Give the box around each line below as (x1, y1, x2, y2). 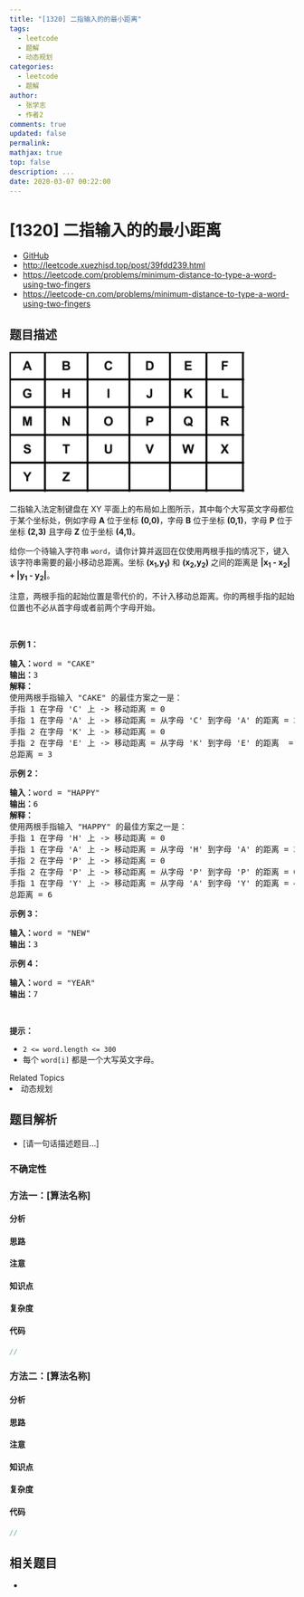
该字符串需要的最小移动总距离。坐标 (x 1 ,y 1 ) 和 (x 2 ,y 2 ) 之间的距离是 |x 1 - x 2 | (9, 557, 291, 570)
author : (9, 91, 39, 100)
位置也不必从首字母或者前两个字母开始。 (9, 602, 160, 613)
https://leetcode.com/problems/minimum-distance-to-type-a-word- (22, 270, 277, 281)
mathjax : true (9, 148, 63, 158)
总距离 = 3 (9, 749, 52, 760)
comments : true (9, 120, 67, 129)
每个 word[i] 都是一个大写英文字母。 (22, 1054, 159, 1065)
